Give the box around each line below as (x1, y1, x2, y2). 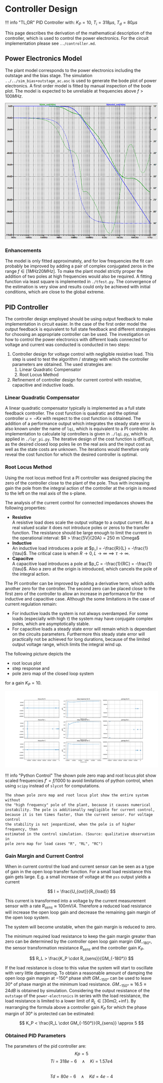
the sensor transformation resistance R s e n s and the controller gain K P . (5, 945, 145, 952)
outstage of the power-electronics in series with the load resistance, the (5, 993, 149, 999)
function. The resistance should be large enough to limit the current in (12, 530, 152, 535)
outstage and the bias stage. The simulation (5, 72, 93, 78)
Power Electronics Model (5, 54, 82, 63)
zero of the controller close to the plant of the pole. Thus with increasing (5, 480, 149, 486)
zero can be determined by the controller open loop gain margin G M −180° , (5, 938, 152, 945)
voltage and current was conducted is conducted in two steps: (5, 342, 130, 348)
